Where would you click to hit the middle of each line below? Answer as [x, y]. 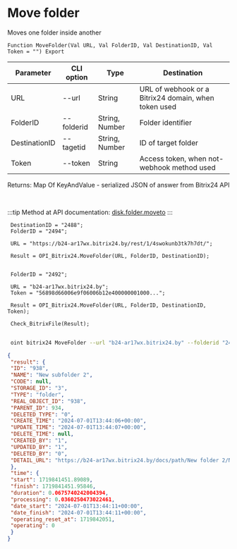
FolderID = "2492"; [39, 274]
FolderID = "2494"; [39, 231]
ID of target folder [169, 142]
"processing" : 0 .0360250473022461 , [62, 499]
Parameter [33, 73]
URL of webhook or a [174, 89]
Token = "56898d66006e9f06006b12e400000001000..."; [88, 293]
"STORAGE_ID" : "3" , [39, 388]
